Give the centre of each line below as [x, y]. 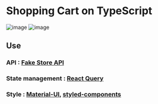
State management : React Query [55, 79]
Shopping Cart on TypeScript [79, 11]
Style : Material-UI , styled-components [64, 95]
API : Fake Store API [35, 63]
